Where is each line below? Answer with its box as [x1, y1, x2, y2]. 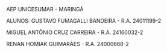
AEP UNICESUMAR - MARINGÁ [6, 6, 84, 13]
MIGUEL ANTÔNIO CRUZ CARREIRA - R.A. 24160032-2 [6, 29, 143, 36]
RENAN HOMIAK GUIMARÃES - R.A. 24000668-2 [6, 41, 130, 47]
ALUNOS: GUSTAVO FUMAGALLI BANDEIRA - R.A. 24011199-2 [6, 17, 162, 24]
